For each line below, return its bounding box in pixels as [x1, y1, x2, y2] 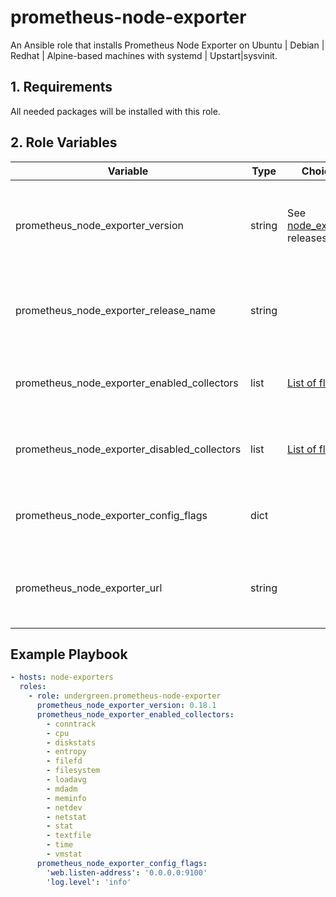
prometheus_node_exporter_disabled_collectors [15, 442, 242, 456]
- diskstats [46, 737, 97, 748]
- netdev [46, 802, 83, 813]
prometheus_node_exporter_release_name [15, 303, 217, 317]
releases [287, 231, 328, 245]
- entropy [46, 747, 87, 757]
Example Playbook [10, 646, 128, 663]
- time [46, 840, 74, 850]
